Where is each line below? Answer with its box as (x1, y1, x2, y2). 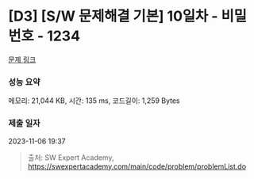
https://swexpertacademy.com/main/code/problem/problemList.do (27, 162, 247, 171)
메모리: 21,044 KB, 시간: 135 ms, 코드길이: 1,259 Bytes (8, 96, 180, 105)
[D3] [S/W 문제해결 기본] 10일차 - (8, 7, 218, 25)
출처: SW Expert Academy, (27, 152, 114, 162)
